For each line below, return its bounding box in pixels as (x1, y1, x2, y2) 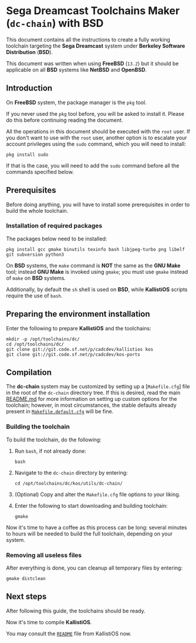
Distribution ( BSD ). (6, 48, 53, 55)
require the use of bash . (6, 292, 63, 299)
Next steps (6, 592, 47, 602)
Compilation (6, 367, 52, 377)
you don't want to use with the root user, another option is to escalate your (6, 134, 187, 141)
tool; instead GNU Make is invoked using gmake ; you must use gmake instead (6, 268, 188, 275)
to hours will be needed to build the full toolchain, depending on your (6, 530, 173, 537)
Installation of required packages (6, 222, 103, 230)
